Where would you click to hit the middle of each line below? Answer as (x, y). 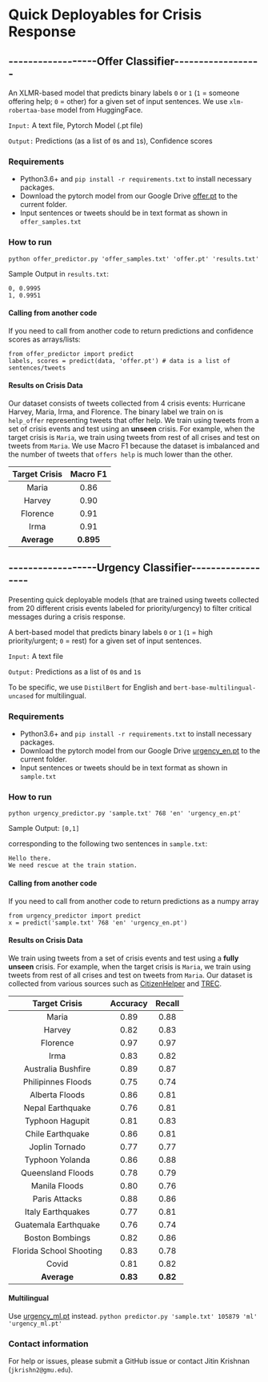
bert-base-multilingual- (214, 688)
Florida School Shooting (57, 1251)
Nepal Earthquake (57, 1108)
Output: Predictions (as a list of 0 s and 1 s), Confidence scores (111, 141)
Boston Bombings (57, 1237)
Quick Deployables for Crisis (105, 15)
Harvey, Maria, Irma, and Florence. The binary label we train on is (116, 412)
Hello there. (30, 859)
